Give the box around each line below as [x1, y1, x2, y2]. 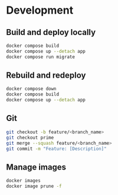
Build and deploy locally [6, 27, 96, 37]
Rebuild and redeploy [6, 71, 86, 81]
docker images [6, 178, 41, 184]
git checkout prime [6, 135, 54, 140]
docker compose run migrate [6, 54, 76, 60]
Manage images [6, 162, 67, 172]
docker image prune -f [6, 183, 62, 190]
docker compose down [6, 86, 57, 92]
